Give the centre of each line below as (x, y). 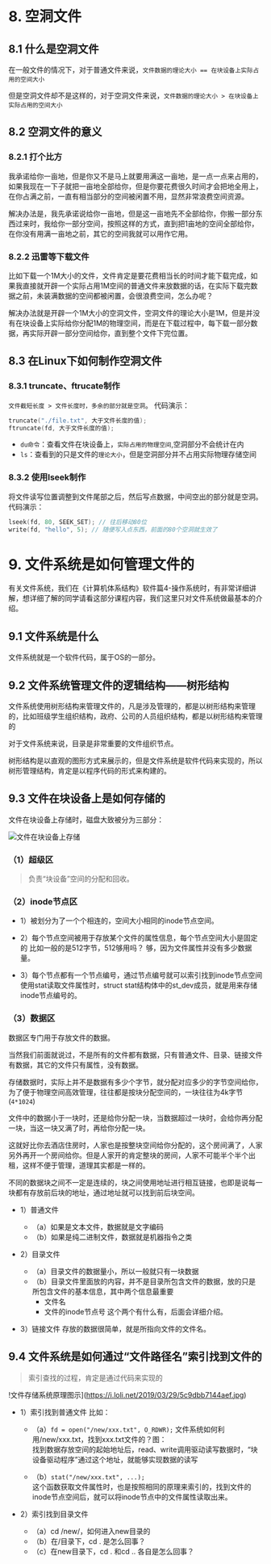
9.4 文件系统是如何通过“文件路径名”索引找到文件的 (135, 1357)
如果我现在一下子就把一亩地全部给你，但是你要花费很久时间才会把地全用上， (135, 186)
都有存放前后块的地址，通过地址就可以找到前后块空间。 (107, 1193)
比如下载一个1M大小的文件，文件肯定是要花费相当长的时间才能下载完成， (130, 275)
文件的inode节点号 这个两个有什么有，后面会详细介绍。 (136, 1311)
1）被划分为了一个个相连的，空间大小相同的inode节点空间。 (119, 920)
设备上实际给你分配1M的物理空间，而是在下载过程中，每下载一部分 (140, 323)
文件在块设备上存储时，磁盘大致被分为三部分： (86, 820)
